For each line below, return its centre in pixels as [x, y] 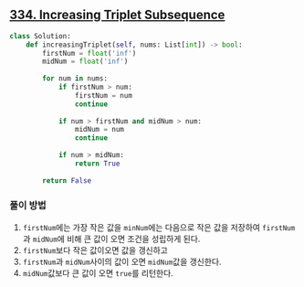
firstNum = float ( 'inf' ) [89, 53]
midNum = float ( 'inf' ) [85, 62]
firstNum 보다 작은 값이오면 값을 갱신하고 [95, 250]
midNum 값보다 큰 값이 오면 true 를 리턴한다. [98, 272]
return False [67, 181]
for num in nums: [75, 79]
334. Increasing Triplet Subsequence [117, 15]
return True [97, 164]
